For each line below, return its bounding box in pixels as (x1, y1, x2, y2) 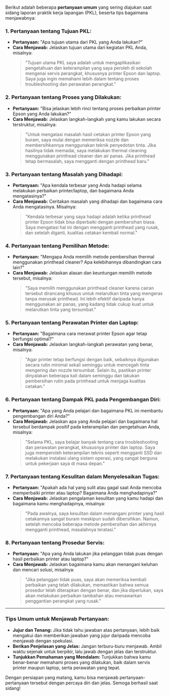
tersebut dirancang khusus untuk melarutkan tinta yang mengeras (25, 290, 163, 296)
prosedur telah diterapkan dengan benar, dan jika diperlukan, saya (25, 587, 163, 593)
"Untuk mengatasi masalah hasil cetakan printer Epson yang (25, 131, 151, 137)
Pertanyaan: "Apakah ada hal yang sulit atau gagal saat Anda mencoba (12, 485, 162, 491)
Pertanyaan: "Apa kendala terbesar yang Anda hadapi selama (12, 182, 142, 188)
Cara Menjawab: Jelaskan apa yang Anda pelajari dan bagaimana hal (12, 418, 158, 424)
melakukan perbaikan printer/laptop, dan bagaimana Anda (12, 187, 134, 194)
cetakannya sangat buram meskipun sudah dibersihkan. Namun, (25, 516, 159, 522)
